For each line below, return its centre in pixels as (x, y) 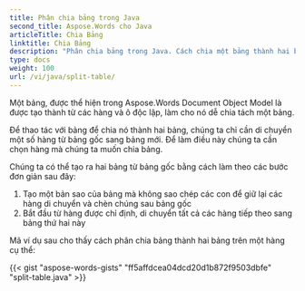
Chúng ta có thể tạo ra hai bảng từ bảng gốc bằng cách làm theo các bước (149, 166)
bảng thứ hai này (54, 222)
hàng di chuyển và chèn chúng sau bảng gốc (107, 203)
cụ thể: (23, 249)
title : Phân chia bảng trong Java (75, 18)
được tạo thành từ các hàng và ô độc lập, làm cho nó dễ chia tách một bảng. (152, 112)
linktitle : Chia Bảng (50, 43)
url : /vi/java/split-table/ (63, 77)
